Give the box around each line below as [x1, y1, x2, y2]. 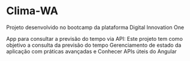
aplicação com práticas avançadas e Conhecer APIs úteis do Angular [6, 47, 177, 54]
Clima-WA [6, 4, 59, 18]
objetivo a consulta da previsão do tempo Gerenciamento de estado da [6, 41, 182, 49]
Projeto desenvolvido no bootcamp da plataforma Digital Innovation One [6, 24, 185, 31]
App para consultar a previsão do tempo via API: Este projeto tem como [6, 35, 183, 42]
